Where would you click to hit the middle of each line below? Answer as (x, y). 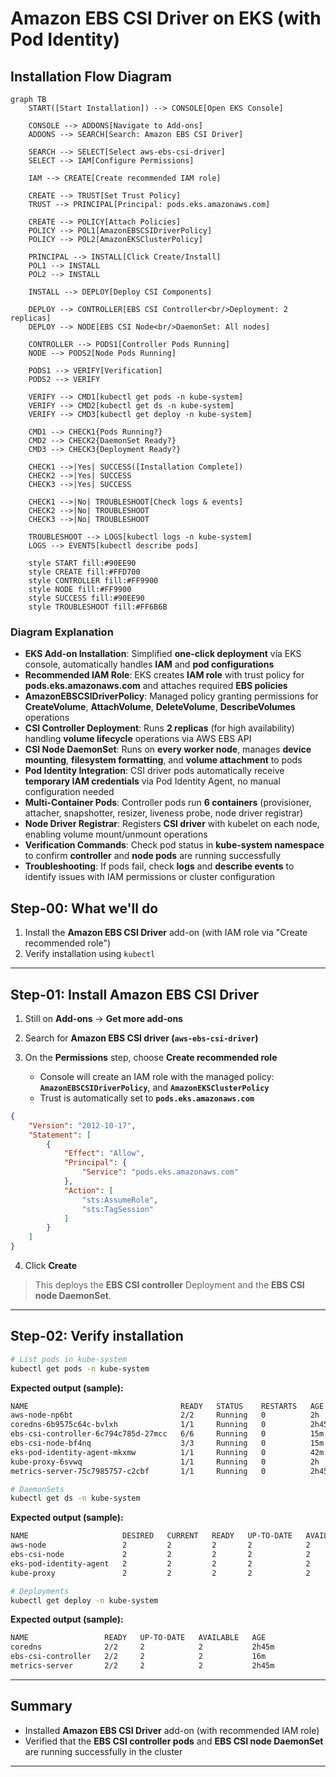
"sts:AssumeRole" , (120, 1200)
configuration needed (69, 792)
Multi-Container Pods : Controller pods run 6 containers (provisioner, (168, 803)
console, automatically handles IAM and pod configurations (149, 664)
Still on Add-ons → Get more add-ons (103, 1018)
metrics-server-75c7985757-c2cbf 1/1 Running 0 (138, 1471)
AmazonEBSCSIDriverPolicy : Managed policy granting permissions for (171, 696)
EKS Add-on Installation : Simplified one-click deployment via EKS (163, 654)
